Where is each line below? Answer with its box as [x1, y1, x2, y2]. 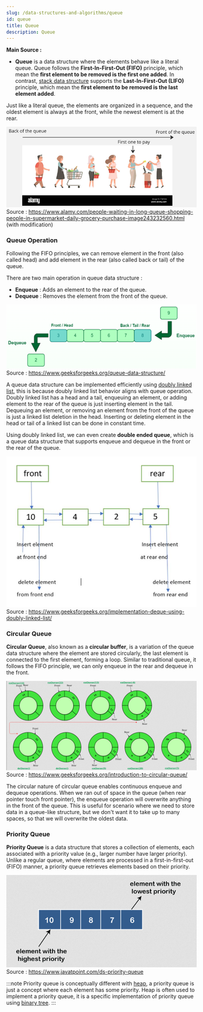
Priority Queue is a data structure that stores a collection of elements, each [6, 843, 195, 850]
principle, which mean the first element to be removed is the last [14, 84, 178, 91]
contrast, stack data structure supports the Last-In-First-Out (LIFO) [14, 77, 184, 85]
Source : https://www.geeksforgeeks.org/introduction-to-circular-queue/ [6, 770, 188, 778]
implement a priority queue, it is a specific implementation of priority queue [6, 993, 194, 1000]
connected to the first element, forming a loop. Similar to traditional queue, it [6, 656, 196, 663]
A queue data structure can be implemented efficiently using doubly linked [6, 381, 192, 389]
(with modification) [6, 221, 53, 228]
